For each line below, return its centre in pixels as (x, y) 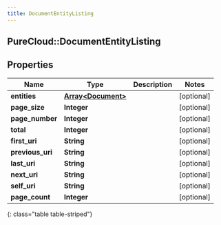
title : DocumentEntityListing (51, 13)
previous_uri (32, 152)
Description (153, 84)
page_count (30, 197)
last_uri (23, 163)
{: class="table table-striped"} (50, 214)
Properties (30, 65)
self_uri (23, 186)
